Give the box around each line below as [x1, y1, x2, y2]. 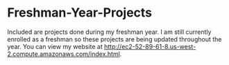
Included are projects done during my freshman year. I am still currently [7, 28, 212, 36]
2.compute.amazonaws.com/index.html [7, 50, 120, 58]
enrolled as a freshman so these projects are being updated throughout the [7, 35, 222, 43]
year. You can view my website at [7, 42, 103, 50]
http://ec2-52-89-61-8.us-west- [103, 42, 196, 50]
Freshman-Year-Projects [7, 5, 153, 21]
